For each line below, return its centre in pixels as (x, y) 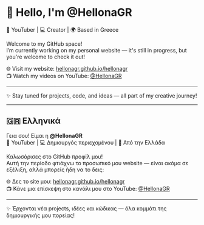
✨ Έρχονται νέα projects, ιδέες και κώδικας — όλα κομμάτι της (87, 208)
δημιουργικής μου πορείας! (40, 215)
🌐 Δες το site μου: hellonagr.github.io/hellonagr (66, 181)
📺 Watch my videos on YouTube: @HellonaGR (64, 76)
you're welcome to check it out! (46, 57)
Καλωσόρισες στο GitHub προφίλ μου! (55, 156)
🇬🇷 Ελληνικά (33, 121)
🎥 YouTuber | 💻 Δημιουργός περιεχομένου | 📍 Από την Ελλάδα (86, 142)
